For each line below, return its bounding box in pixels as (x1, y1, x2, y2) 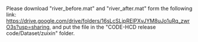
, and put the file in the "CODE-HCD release (49, 23, 156, 30)
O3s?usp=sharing (6, 23, 50, 30)
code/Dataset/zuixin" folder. (6, 30, 75, 37)
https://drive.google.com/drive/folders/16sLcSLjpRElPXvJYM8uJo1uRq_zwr (6, 17, 190, 24)
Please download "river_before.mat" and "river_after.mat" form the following (6, 5, 193, 12)
